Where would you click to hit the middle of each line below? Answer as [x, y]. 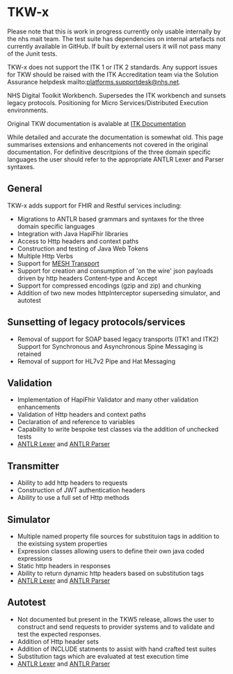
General [25, 189]
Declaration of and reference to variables [76, 422]
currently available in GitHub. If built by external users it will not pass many [114, 46]
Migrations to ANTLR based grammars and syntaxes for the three [111, 219]
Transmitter [33, 466]
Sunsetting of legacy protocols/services [96, 322]
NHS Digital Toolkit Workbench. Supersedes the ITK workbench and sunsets [116, 95]
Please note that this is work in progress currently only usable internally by [114, 31]
